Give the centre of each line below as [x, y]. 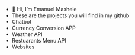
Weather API [27, 34]
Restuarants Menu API [39, 41]
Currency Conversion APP [44, 28]
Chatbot [22, 22]
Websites [23, 47]
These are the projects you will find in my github [70, 15]
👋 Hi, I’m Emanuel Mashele [44, 9]
